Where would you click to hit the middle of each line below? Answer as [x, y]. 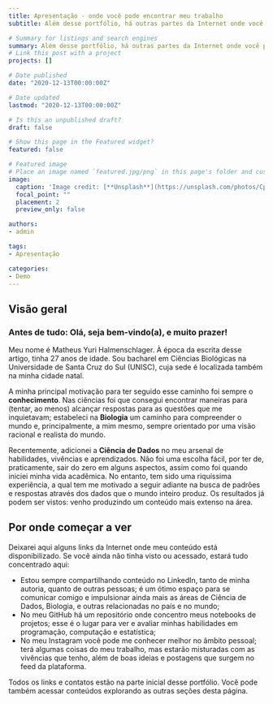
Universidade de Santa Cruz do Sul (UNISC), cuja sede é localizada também [136, 367]
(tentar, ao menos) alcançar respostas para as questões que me [116, 409]
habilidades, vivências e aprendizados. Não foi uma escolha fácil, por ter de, [136, 459]
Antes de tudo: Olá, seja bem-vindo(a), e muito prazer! [118, 332]
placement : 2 [38, 202]
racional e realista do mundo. [57, 434]
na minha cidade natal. [46, 376]
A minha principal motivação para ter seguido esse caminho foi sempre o [131, 391]
